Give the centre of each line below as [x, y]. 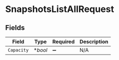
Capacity [18, 50]
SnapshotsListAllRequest [60, 9]
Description [94, 42]
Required [64, 42]
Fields [15, 28]
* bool [41, 50]
